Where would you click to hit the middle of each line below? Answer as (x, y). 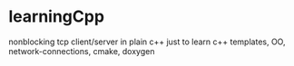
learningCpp (57, 17)
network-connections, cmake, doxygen (82, 51)
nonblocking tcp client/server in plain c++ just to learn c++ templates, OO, (147, 42)
